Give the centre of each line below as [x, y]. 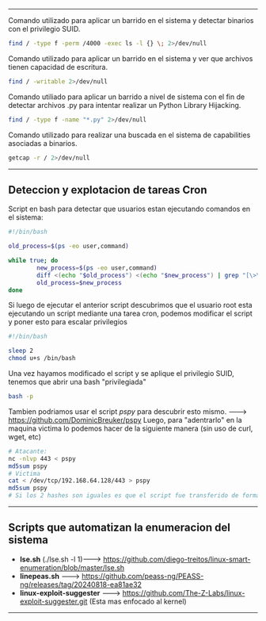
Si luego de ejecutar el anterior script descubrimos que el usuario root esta [130, 305]
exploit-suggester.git [53, 601]
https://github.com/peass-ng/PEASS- [143, 576]
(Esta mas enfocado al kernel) [138, 601]
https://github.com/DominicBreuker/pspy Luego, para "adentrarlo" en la [125, 420]
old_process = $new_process [80, 282]
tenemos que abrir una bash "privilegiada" [77, 382]
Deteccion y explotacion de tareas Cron [108, 190]
